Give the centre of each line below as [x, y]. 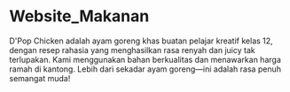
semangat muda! [40, 78]
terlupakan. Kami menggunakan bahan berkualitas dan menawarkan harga [145, 59]
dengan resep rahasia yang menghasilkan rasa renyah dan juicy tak [132, 50]
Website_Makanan [79, 16]
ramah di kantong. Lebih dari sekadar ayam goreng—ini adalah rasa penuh [145, 69]
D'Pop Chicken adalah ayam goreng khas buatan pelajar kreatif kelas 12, [141, 41]
